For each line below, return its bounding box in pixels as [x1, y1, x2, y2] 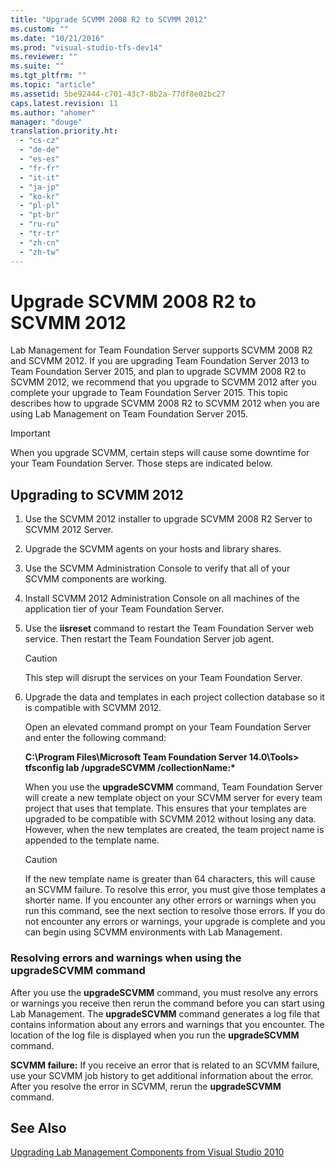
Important [10, 427, 51, 440]
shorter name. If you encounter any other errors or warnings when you [24, 894, 317, 906]
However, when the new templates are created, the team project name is [24, 824, 325, 836]
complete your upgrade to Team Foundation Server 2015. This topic [10, 387, 289, 399]
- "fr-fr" [19, 163, 60, 173]
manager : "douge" [10, 117, 83, 127]
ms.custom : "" [10, 24, 70, 34]
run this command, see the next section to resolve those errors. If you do [24, 905, 326, 917]
